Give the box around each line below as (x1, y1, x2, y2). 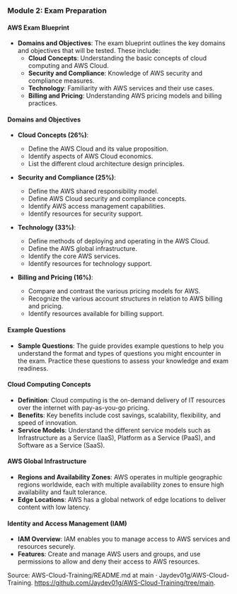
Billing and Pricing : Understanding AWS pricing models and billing (28, 91, 222, 100)
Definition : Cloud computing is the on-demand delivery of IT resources (17, 395, 226, 404)
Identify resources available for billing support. (28, 310, 164, 318)
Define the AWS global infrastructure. (28, 245, 138, 253)
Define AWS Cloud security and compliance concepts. (28, 194, 187, 203)
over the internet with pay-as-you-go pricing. (17, 403, 150, 412)
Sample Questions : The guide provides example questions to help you (17, 342, 224, 350)
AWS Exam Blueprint (7, 23, 69, 32)
